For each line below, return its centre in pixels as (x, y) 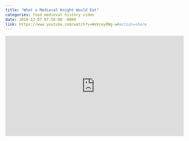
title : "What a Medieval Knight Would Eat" (52, 10)
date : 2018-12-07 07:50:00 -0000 (41, 19)
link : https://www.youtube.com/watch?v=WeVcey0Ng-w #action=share (76, 24)
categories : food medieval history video (50, 15)
